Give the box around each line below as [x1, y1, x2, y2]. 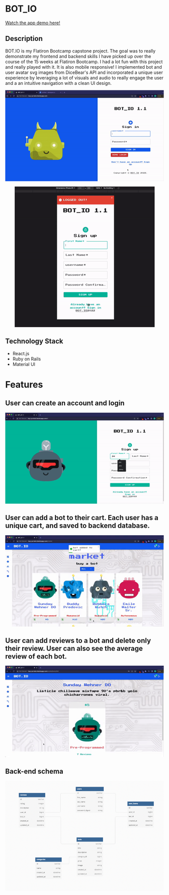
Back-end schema [5, 767, 64, 776]
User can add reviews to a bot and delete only [5, 636, 151, 645]
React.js [12, 350, 30, 356]
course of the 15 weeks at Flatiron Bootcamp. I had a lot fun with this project [5, 59, 163, 65]
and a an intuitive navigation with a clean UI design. [5, 80, 112, 86]
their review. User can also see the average [5, 644, 143, 652]
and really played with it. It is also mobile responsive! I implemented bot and [5, 64, 162, 70]
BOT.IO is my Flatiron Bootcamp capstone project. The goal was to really [5, 48, 156, 54]
